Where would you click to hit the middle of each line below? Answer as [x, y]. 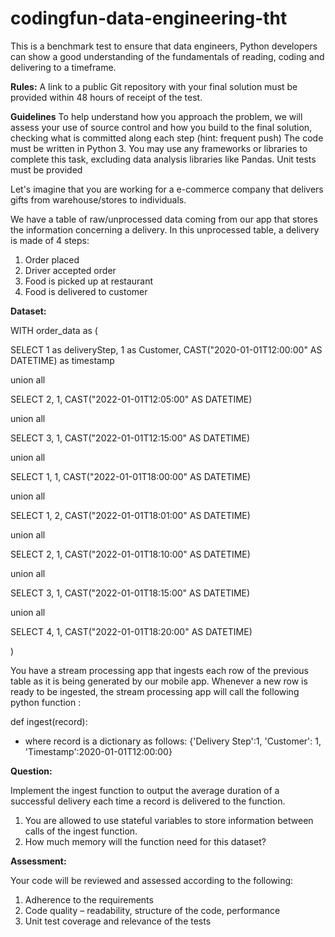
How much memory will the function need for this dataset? [145, 841]
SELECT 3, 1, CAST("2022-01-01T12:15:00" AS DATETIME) [130, 438]
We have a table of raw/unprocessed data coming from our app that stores [164, 219]
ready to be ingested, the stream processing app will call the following [155, 691]
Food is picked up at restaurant [89, 281]
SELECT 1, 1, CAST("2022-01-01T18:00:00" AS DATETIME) [131, 476]
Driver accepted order [70, 270]
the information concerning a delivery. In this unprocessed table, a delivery [165, 229]
